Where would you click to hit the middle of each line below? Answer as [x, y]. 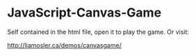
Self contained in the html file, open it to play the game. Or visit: [98, 32]
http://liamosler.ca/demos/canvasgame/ [64, 45]
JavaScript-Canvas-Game [84, 13]
